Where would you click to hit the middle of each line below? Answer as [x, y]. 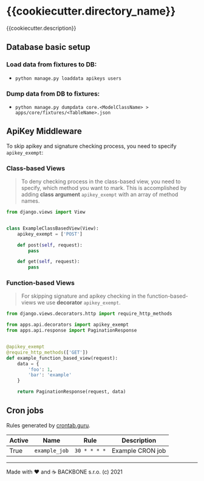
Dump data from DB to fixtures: [53, 94]
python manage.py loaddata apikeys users [68, 78]
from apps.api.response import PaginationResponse [72, 331]
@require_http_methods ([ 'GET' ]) [47, 352]
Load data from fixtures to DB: [52, 65]
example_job [52, 451]
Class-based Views [36, 168]
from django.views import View [46, 212]
